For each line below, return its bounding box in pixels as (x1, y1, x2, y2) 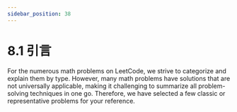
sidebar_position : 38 (7, 10, 71, 18)
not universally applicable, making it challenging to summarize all (7, 82, 197, 90)
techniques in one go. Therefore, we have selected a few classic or (30, 89, 226, 97)
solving (7, 89, 29, 97)
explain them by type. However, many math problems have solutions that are (7, 74, 231, 82)
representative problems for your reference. (7, 97, 136, 105)
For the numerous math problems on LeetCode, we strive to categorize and (7, 66, 226, 75)
